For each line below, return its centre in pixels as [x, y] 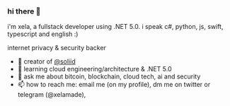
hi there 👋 [24, 11]
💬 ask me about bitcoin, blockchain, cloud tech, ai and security [109, 76]
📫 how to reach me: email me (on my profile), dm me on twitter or [114, 85]
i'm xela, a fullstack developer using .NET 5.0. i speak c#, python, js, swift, [115, 27]
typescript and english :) [43, 34]
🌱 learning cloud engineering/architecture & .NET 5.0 [94, 69]
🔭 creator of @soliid [46, 61]
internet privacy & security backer [57, 48]
